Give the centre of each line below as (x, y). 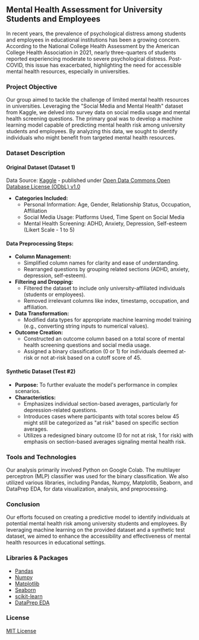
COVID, (15, 65)
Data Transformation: (42, 313)
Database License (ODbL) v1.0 (43, 187)
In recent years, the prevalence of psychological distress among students (96, 33)
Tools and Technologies (41, 457)
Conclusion (23, 504)
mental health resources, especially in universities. (68, 71)
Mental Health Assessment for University (84, 10)
